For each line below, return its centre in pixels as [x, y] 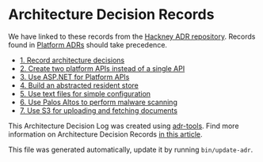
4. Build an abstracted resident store [79, 85]
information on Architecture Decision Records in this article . [106, 134]
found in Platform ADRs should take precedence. [88, 44]
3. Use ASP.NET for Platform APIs [74, 77]
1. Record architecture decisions [72, 60]
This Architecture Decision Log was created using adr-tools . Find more [124, 126]
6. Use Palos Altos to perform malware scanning [99, 102]
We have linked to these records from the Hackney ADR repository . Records [132, 36]
